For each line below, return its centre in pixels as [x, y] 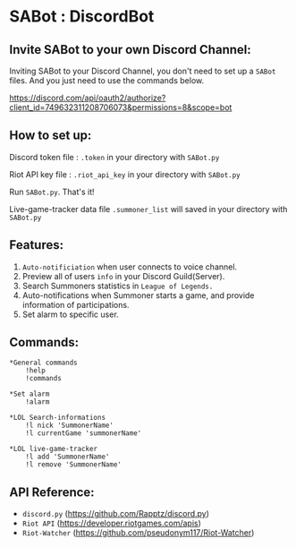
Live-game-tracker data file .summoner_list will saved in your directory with [148, 209]
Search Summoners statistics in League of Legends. [118, 286]
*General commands [43, 363]
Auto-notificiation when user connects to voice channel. [130, 267]
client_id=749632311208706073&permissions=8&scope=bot [121, 107]
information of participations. [76, 304]
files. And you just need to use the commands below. [106, 81]
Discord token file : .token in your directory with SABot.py [114, 157]
